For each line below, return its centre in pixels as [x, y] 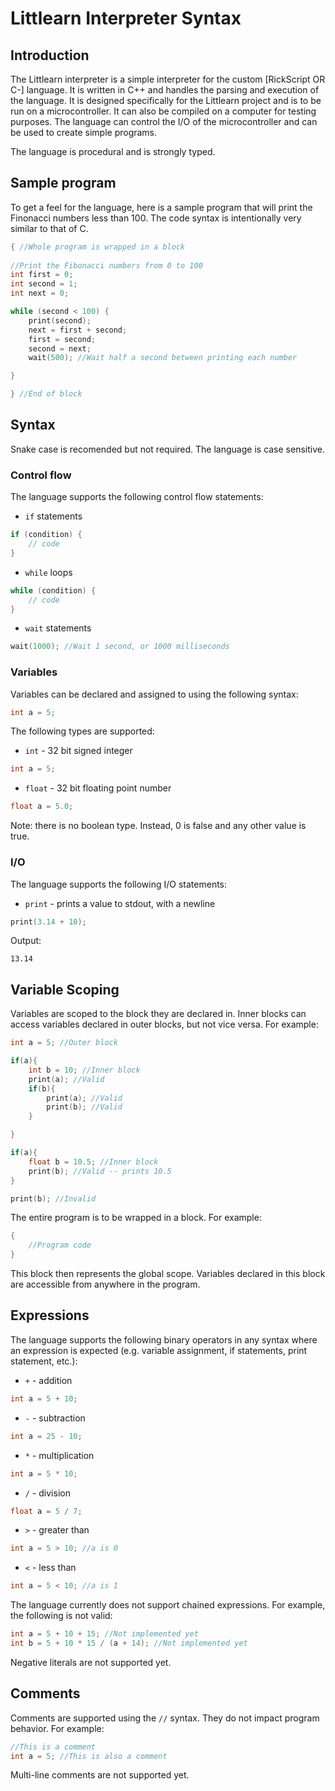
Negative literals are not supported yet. [91, 1662]
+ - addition [48, 1380]
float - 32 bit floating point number [98, 788]
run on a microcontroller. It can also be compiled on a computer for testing [163, 111]
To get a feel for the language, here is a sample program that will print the [161, 207]
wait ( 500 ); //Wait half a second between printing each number [163, 358]
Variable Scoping [65, 989]
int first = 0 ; [42, 275]
